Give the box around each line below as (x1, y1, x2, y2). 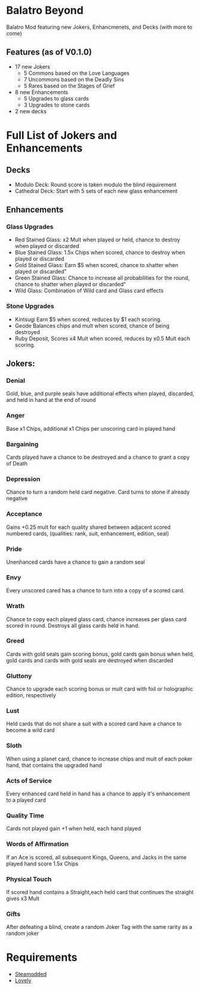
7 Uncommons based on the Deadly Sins (23, 75, 124, 83)
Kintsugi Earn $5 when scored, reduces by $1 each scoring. (14, 316, 162, 323)
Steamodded (14, 971, 47, 978)
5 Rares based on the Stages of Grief (23, 82, 115, 89)
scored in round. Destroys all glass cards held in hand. (6, 622, 140, 629)
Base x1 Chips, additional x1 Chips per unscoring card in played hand (6, 425, 176, 432)
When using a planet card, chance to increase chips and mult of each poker (6, 755, 193, 762)
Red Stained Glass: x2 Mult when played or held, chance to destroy (14, 236, 180, 243)
